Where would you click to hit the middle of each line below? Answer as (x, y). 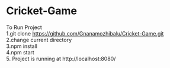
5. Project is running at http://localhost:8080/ (61, 59)
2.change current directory (39, 40)
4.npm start (20, 52)
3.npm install (22, 46)
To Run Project (24, 27)
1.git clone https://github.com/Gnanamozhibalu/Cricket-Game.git (85, 33)
